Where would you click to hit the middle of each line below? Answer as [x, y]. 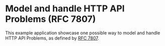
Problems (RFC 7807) [51, 19]
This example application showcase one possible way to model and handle [83, 33]
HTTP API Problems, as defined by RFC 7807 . [52, 38]
